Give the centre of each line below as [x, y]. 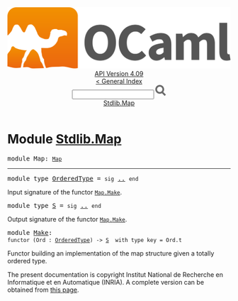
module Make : [30, 233]
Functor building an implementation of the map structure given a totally [111, 253]
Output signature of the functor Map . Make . [67, 219]
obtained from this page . [43, 290]
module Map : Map [35, 159]
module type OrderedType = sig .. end [73, 179]
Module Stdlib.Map [64, 139]
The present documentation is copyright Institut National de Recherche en [115, 275]
